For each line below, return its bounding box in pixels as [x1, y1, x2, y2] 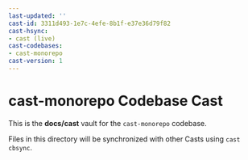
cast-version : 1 [8, 57, 63, 65]
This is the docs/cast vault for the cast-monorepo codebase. [8, 118, 207, 128]
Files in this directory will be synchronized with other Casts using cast [8, 134, 241, 144]
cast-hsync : [8, 27, 48, 35]
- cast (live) [8, 34, 56, 43]
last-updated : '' [8, 11, 67, 20]
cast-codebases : [8, 42, 63, 50]
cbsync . [8, 142, 32, 152]
